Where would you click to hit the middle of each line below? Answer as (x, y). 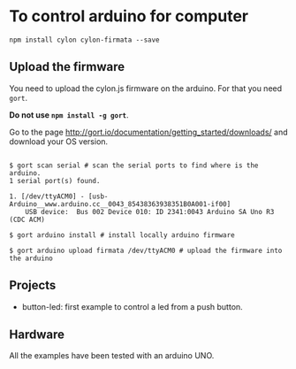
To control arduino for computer (129, 16)
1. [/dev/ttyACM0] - (47, 196)
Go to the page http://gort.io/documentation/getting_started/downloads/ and (149, 132)
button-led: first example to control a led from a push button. (132, 306)
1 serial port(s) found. (55, 181)
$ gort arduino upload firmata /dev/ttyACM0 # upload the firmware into (146, 250)
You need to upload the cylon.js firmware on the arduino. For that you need (146, 88)
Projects (33, 285)
